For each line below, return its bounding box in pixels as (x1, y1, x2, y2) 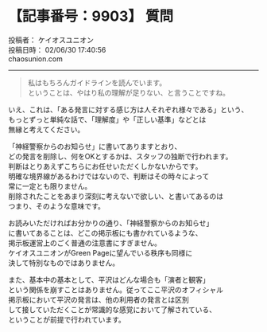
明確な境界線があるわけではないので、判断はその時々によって (8, 171, 210, 181)
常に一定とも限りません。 (8, 181, 92, 191)
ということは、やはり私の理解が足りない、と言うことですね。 (27, 88, 230, 97)
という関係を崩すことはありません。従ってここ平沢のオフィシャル (8, 284, 224, 295)
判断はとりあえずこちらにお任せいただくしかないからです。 (8, 161, 203, 171)
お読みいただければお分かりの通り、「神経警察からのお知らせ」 (8, 218, 214, 228)
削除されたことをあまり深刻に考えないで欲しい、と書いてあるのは (8, 191, 224, 201)
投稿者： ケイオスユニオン (8, 35, 94, 45)
